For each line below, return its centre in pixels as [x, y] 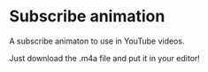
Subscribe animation [87, 16]
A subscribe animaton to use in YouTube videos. [97, 41]
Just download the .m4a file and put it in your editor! [105, 58]
